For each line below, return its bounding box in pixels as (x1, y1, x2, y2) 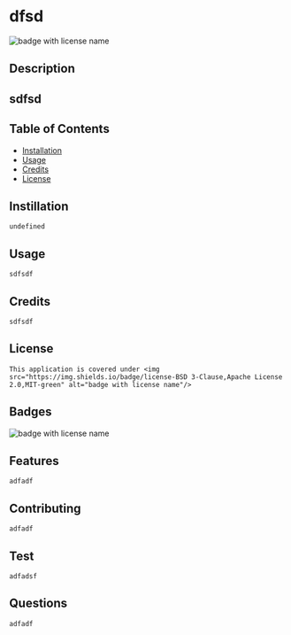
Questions (9, 596, 68, 611)
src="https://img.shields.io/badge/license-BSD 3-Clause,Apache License (9, 372, 283, 382)
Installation (21, 144, 63, 156)
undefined (9, 222, 46, 231)
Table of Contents (9, 121, 111, 136)
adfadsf (9, 572, 38, 581)
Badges (9, 405, 52, 420)
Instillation (9, 198, 69, 213)
